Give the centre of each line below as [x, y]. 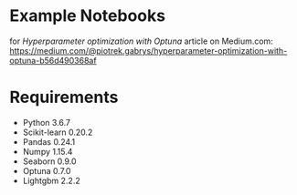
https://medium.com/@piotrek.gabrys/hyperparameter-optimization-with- [148, 50]
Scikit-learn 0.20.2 [58, 132]
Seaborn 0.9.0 [49, 161]
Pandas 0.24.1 [49, 141]
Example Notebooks [88, 16]
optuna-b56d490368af [53, 60]
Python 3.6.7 [47, 122]
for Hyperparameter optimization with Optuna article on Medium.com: [142, 41]
